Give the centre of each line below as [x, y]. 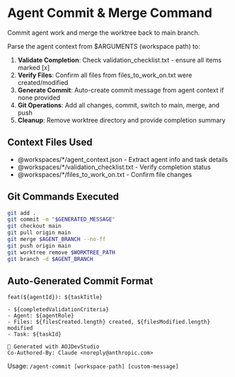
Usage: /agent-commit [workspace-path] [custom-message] [93, 366]
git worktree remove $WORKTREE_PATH [61, 253]
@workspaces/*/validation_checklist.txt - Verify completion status [114, 167]
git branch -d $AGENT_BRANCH [50, 259]
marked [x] [34, 67]
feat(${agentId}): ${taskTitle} [55, 297]
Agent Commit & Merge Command [110, 13]
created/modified [43, 82]
